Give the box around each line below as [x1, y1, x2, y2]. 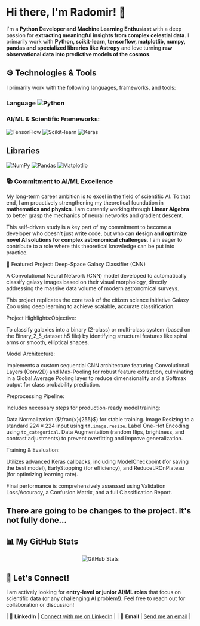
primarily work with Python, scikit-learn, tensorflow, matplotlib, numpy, [6, 38, 186, 45]
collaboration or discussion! [6, 601, 75, 609]
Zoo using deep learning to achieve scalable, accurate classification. [6, 303, 175, 310]
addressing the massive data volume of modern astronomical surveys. [6, 285, 179, 292]
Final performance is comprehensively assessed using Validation [6, 482, 166, 490]
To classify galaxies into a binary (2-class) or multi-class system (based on [6, 326, 191, 333]
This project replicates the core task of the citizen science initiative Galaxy [6, 296, 189, 304]
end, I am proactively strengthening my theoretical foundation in [6, 199, 164, 206]
